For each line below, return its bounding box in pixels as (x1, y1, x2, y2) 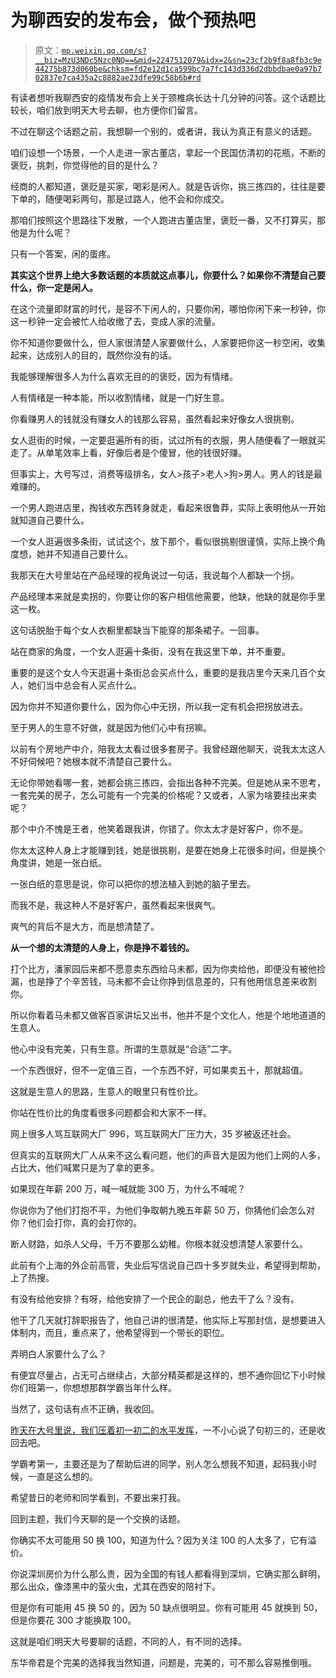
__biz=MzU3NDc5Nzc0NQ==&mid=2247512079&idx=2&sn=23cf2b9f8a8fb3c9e (34, 55, 322, 65)
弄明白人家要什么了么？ (10, 1347, 107, 1360)
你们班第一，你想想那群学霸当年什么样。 (10, 1381, 177, 1393)
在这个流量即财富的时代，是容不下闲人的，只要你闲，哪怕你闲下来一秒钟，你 (10, 302, 326, 315)
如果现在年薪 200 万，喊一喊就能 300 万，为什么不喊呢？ (10, 1182, 247, 1195)
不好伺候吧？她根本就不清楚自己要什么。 (10, 755, 177, 767)
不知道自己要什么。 (53, 547, 133, 560)
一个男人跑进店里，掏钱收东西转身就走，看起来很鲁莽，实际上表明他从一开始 (10, 501, 326, 513)
